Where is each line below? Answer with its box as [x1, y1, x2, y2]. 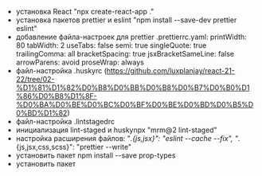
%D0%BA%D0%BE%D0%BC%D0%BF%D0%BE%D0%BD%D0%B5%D [15, 100, 254, 109]
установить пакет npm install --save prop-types [15, 151, 176, 160]
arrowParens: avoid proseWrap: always [15, 57, 145, 67]
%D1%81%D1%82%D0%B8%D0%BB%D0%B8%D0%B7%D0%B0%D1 [15, 83, 250, 92]
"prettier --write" [76, 143, 132, 151]
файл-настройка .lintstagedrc [15, 117, 115, 126]
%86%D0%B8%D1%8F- [15, 92, 97, 100]
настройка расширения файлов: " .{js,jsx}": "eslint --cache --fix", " [15, 134, 239, 143]
